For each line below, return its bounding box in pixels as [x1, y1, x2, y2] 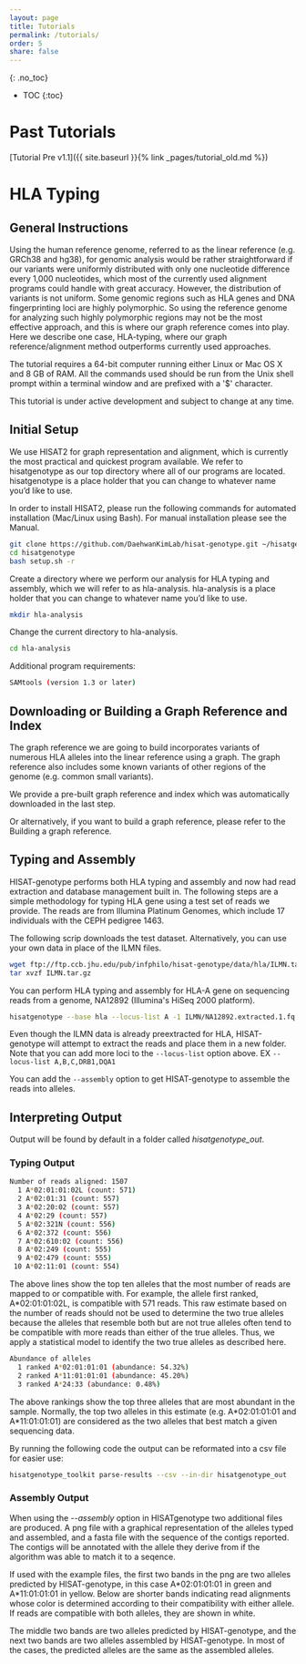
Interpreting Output [9, 1109, 123, 1125]
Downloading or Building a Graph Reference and [9, 704, 288, 719]
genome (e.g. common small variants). [9, 771, 154, 782]
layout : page [9, 13, 59, 23]
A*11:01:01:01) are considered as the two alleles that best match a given [9, 1415, 278, 1426]
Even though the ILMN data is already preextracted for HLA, [9, 1029, 234, 1040]
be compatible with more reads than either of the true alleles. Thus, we [9, 1327, 275, 1338]
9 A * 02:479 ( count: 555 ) [17, 1254, 112, 1263]
